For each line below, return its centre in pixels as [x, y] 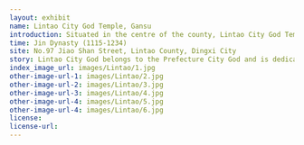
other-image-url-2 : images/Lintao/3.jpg [87, 85]
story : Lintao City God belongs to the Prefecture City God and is [139, 59]
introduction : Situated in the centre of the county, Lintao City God [145, 34]
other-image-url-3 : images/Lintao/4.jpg [87, 93]
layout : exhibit [40, 18]
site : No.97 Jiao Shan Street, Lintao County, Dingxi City [123, 51]
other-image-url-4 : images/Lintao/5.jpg [87, 101]
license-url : [34, 127]
